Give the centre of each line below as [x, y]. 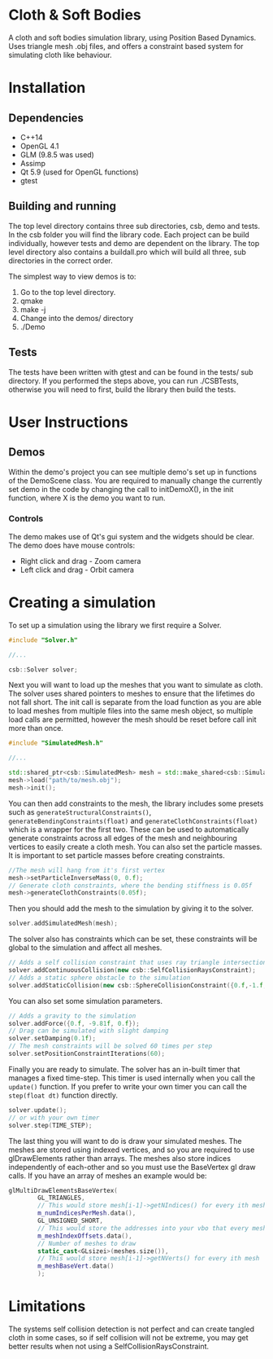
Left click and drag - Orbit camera [77, 570]
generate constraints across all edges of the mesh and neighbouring [123, 838]
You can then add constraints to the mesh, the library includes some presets [136, 803]
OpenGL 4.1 [39, 146]
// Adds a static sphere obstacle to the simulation [100, 978]
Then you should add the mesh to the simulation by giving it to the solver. [131, 908]
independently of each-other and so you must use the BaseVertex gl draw [132, 1167]
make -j [33, 309]
